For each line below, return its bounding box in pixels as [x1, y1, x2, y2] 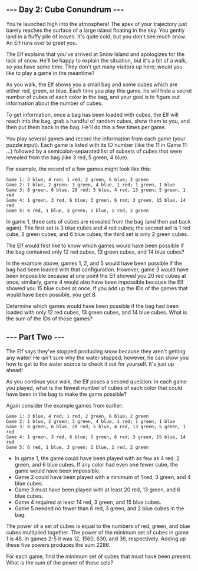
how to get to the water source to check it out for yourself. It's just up [6, 360, 174, 367]
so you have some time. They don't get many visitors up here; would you [6, 63, 183, 70]
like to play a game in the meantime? [6, 69, 95, 76]
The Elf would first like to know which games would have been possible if [6, 242, 184, 249]
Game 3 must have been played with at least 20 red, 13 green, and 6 [14, 486, 181, 493]
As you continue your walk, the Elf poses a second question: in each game [6, 378, 187, 385]
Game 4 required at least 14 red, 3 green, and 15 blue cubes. [14, 498, 161, 506]
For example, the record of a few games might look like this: [6, 165, 151, 172]
